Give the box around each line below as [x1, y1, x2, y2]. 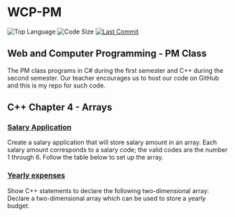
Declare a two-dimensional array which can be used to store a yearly [7, 194, 206, 202]
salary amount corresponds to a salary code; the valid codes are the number [7, 146, 228, 154]
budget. [7, 201, 30, 210]
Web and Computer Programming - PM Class [7, 48, 207, 59]
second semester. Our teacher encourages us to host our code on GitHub [7, 73, 219, 82]
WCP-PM [7, 4, 62, 20]
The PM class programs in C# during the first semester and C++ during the [7, 66, 224, 74]
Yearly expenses [7, 171, 66, 181]
